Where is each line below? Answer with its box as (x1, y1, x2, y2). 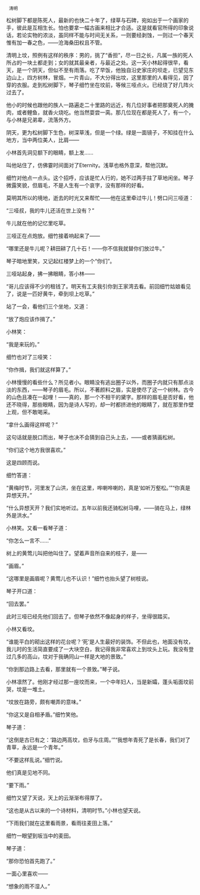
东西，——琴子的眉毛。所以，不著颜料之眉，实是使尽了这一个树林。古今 (16, 386, 194, 393)
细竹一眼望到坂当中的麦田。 (6, 832, 74, 839)
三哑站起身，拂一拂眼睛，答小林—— (6, 270, 95, 277)
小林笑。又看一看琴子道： (6, 525, 69, 531)
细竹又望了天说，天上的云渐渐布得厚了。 (6, 794, 105, 801)
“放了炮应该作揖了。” (6, 316, 55, 322)
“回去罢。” (6, 600, 30, 607)
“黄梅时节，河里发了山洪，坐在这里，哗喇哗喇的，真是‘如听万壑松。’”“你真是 (6, 484, 190, 491)
